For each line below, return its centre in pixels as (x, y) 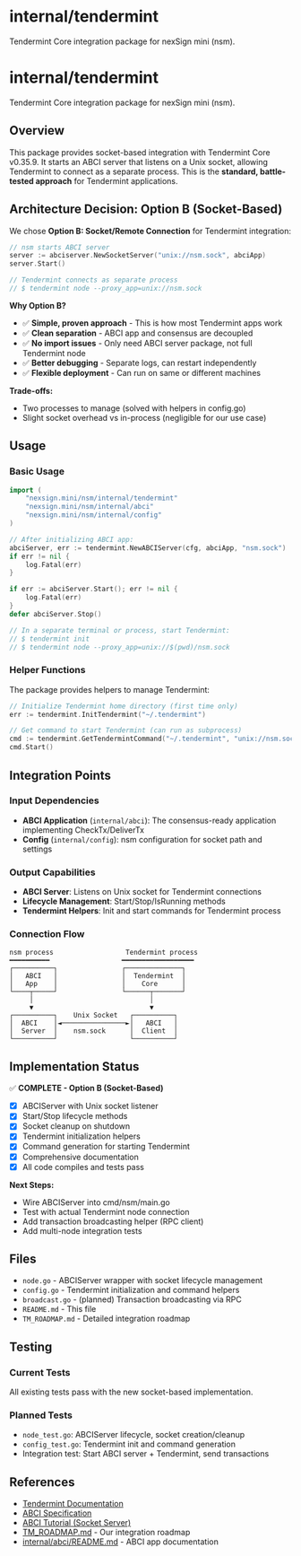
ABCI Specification (57, 1513)
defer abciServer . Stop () (56, 614)
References (42, 1482)
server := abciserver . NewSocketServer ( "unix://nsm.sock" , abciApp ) (138, 256)
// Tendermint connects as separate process (94, 280)
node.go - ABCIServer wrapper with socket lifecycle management (142, 1281)
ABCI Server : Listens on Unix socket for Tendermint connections (142, 892)
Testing (31, 1346)
